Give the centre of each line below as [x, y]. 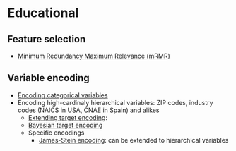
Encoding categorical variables [63, 95]
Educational [43, 13]
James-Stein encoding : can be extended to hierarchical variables [134, 140]
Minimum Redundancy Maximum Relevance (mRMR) [94, 56]
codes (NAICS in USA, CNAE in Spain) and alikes [88, 110]
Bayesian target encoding [65, 125]
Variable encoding [48, 78]
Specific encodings [56, 133]
